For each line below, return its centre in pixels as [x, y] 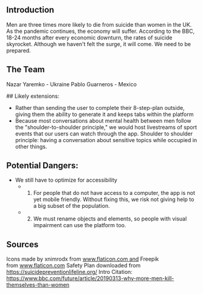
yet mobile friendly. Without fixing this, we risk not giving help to [114, 199]
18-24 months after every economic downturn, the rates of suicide [89, 37]
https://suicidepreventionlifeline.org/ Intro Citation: [69, 272]
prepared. [19, 50]
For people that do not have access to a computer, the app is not [114, 193]
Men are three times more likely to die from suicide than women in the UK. [99, 24]
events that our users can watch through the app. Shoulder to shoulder [104, 134]
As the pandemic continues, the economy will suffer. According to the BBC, [101, 31]
